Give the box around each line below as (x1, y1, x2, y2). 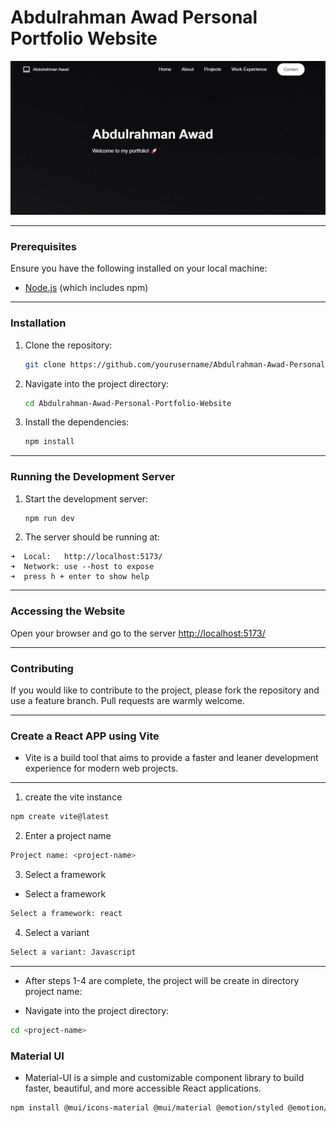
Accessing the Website (10, 604, 126, 618)
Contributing (10, 661, 74, 675)
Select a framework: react (10, 909, 123, 919)
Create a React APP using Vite (10, 729, 160, 743)
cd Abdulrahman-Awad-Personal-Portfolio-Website (24, 398, 232, 408)
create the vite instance (24, 791, 123, 803)
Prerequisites (10, 239, 77, 253)
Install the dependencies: (24, 416, 130, 428)
